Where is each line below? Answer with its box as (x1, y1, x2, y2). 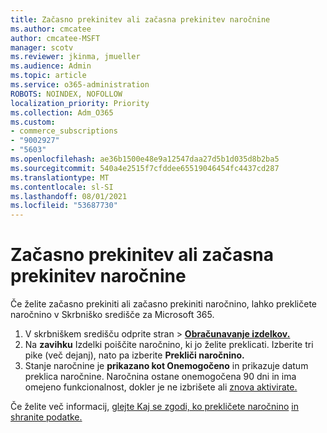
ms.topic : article (10, 71, 87, 81)
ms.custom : (10, 117, 56, 127)
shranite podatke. (10, 411, 83, 423)
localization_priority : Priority (10, 98, 150, 108)
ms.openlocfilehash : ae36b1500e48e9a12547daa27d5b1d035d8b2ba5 (10, 154, 280, 164)
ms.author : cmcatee (10, 24, 92, 34)
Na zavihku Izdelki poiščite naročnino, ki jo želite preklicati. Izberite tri (24, 339, 314, 351)
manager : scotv (10, 42, 74, 53)
